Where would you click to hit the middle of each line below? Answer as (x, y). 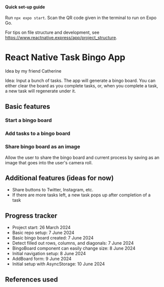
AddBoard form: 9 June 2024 (42, 259)
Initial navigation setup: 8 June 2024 (49, 254)
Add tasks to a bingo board (38, 133)
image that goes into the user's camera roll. (49, 162)
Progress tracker (31, 216)
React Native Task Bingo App (65, 58)
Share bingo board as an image (43, 147)
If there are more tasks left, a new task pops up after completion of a (81, 195)
